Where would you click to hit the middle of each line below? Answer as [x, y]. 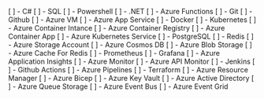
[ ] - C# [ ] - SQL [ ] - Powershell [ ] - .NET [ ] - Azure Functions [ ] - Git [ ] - [130, 11]
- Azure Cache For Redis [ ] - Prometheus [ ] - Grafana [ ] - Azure [114, 53]
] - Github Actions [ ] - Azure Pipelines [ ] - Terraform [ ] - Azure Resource [128, 70]
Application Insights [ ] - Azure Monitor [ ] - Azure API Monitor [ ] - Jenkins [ [132, 61]
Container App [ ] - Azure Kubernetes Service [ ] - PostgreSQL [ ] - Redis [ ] [131, 36]
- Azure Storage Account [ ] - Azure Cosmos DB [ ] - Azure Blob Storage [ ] [130, 45]
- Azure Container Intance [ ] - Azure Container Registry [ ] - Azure [117, 28]
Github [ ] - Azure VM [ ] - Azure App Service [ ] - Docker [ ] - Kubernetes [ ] [132, 20]
